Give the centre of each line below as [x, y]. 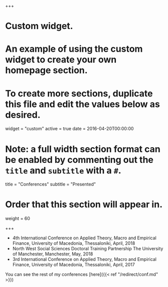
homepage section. [46, 70]
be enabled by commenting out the [79, 160]
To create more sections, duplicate [79, 93]
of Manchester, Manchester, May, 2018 [53, 254]
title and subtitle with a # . [63, 170]
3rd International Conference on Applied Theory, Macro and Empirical [85, 259]
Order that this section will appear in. [84, 205]
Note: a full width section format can [83, 149]
